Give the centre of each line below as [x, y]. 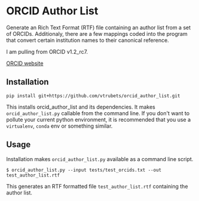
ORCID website [25, 63]
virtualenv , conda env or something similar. [59, 126]
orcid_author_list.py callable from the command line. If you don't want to [98, 113]
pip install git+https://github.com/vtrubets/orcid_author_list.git [93, 96]
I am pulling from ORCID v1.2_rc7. [47, 51]
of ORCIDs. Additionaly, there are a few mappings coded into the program [97, 33]
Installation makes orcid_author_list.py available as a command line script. [100, 159]
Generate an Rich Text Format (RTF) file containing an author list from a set [99, 27]
